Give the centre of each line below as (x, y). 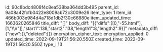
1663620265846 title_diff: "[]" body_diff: (47, 23)
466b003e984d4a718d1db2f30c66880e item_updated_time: (68, 18)
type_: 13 (53, 44)
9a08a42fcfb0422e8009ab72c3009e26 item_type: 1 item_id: (69, 12)
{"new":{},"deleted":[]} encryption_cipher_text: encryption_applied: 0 (77, 34)
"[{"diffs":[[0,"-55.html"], (116, 23)
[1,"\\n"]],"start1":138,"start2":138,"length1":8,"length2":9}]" (66, 28)
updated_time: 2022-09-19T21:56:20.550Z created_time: (64, 39)
